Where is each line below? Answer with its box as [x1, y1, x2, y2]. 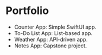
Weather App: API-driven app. [14, 36, 88, 43]
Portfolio [5, 4, 49, 18]
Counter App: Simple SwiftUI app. [14, 23, 97, 30]
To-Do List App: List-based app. [14, 29, 93, 36]
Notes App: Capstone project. [14, 42, 87, 49]
